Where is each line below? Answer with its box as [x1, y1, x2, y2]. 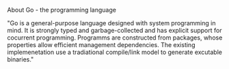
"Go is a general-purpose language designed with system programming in [7, 19, 216, 27]
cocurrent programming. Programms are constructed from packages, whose [7, 33, 223, 42]
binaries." [7, 55, 34, 64]
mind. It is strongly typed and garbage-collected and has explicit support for [7, 27, 222, 34]
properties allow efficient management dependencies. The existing [7, 41, 196, 49]
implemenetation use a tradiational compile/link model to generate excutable [7, 48, 222, 56]
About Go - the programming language [7, 6, 116, 14]
